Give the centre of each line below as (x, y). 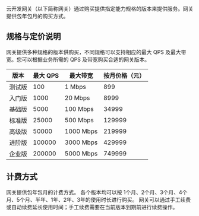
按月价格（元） (124, 75)
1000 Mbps (81, 131)
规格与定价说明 (34, 36)
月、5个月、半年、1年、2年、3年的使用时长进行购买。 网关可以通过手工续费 (99, 199)
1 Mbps (75, 87)
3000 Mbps (81, 142)
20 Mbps (77, 98)
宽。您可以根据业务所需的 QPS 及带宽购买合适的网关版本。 (78, 59)
